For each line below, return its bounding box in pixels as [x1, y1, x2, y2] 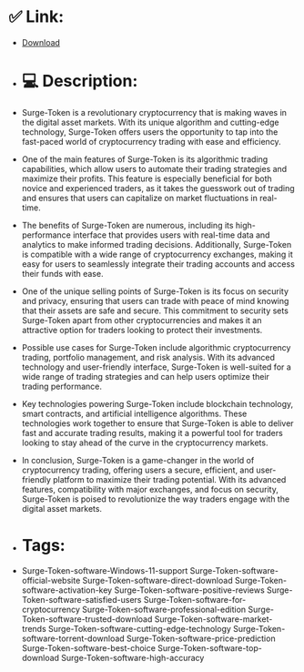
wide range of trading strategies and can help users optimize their [21, 371, 270, 382]
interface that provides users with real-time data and [73, 229, 270, 240]
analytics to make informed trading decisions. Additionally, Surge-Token [21, 239, 292, 249]
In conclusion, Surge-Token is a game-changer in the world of [21, 454, 255, 465]
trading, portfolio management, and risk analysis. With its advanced [21, 351, 275, 362]
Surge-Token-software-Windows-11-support [21, 565, 188, 575]
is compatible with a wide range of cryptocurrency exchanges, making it [21, 249, 293, 260]
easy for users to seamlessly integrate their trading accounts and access [21, 258, 295, 270]
